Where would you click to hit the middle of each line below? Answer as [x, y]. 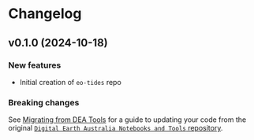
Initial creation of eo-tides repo [71, 82]
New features [35, 65]
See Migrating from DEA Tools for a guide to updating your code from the [127, 120]
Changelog [45, 14]
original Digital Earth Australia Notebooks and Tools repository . [116, 128]
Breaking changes [44, 102]
